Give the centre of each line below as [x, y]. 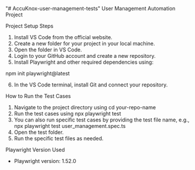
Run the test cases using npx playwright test [67, 114]
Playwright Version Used [35, 150]
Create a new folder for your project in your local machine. [85, 44]
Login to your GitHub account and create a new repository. [85, 56]
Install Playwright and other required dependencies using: [83, 62]
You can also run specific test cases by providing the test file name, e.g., [102, 120]
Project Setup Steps [30, 26]
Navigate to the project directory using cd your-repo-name [85, 107]
